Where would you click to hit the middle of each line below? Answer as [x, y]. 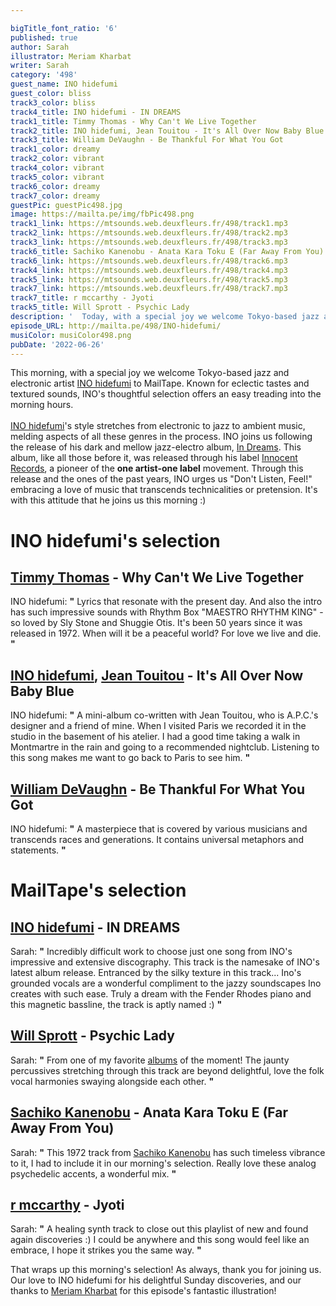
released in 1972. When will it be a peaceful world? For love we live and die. [166, 633]
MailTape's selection [98, 890]
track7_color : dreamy [55, 196]
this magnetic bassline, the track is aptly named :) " [116, 1004]
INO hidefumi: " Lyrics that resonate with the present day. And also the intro [166, 602]
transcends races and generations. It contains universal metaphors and [157, 839]
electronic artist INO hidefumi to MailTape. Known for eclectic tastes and [160, 383]
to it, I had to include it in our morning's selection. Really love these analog [163, 1163]
